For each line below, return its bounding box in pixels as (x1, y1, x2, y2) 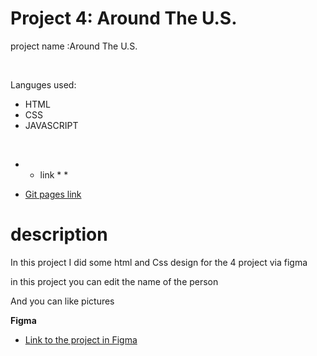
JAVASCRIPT (24, 119, 79, 131)
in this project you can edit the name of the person (10, 275, 219, 287)
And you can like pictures (10, 295, 115, 307)
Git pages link (24, 188, 82, 200)
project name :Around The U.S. (10, 40, 138, 52)
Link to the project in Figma (24, 333, 138, 346)
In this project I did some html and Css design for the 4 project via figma (10, 256, 308, 268)
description (10, 223, 108, 246)
